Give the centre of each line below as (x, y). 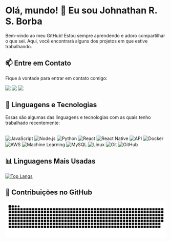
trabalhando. (19, 46)
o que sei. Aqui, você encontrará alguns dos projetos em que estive (77, 41)
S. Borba (24, 21)
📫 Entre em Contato (38, 63)
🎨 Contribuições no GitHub (49, 193)
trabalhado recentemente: (33, 123)
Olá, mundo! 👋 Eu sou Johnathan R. (81, 11)
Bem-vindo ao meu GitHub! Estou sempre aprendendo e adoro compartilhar (85, 35)
